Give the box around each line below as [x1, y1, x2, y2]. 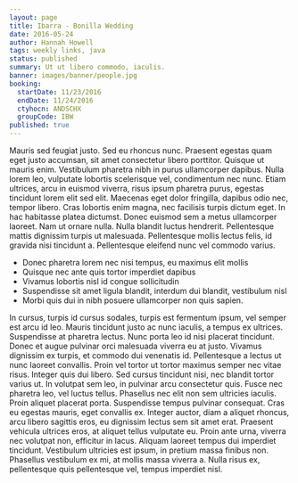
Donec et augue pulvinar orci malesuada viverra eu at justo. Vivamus [9, 340, 262, 351]
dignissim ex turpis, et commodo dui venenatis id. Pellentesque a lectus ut [9, 350, 282, 361]
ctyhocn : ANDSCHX [17, 104, 82, 113]
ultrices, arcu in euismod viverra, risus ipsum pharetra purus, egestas [9, 184, 265, 193]
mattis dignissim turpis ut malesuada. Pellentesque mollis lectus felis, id [9, 231, 272, 241]
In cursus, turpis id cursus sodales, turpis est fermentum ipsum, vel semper [9, 313, 287, 323]
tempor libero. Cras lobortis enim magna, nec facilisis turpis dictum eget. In [9, 202, 286, 212]
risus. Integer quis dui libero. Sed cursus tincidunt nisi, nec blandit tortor [9, 369, 275, 380]
